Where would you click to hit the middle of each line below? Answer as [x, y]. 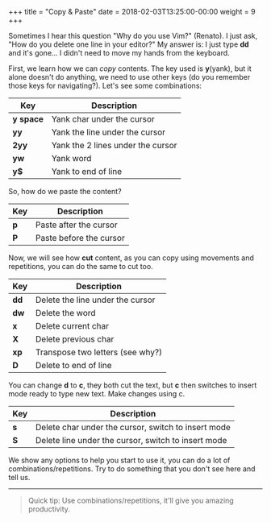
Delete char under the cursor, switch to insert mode [133, 427]
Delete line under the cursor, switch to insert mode [131, 440]
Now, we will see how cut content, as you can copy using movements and [131, 258]
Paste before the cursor [80, 238]
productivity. [49, 509]
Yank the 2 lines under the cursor [114, 145]
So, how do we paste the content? [65, 191]
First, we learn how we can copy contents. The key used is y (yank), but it [130, 68]
